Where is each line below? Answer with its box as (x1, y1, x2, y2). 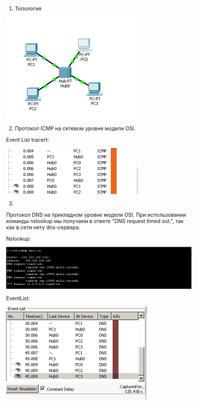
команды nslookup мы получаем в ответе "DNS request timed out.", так (6, 218, 184, 224)
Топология (14, 5, 42, 12)
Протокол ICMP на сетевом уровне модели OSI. (14, 125, 136, 132)
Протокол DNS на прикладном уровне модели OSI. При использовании (6, 211, 187, 218)
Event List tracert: (6, 137, 49, 143)
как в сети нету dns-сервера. (6, 224, 81, 231)
